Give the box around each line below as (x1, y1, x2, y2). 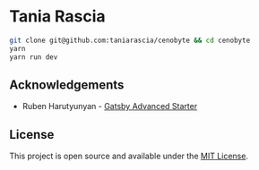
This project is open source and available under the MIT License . (9, 150, 249, 162)
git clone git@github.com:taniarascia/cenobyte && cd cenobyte (9, 36, 251, 45)
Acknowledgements (9, 77, 125, 92)
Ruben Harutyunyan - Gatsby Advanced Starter (22, 101, 198, 112)
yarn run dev (9, 52, 58, 62)
